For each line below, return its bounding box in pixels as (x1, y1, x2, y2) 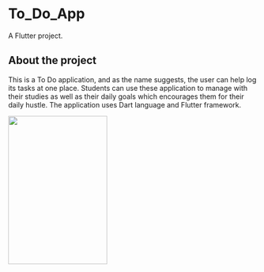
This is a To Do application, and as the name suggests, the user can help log (8, 74, 257, 84)
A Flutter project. (8, 31, 63, 40)
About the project (8, 54, 97, 67)
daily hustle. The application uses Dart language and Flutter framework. (8, 100, 242, 109)
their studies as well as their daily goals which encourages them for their (8, 92, 245, 101)
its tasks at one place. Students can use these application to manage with (8, 83, 248, 93)
